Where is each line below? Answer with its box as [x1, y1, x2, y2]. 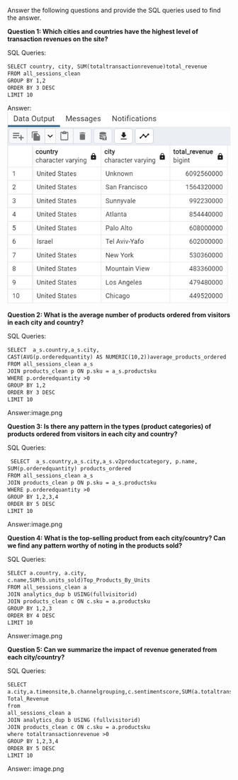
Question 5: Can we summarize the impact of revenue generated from [7, 645, 217, 654]
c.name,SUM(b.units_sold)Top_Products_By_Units [7, 577, 151, 584]
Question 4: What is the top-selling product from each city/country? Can [7, 533, 226, 542]
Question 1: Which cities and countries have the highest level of [7, 28, 198, 35]
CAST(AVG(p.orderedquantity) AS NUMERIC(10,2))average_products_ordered [7, 354, 227, 361]
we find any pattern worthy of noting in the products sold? [7, 541, 183, 550]
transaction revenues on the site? [7, 35, 108, 43]
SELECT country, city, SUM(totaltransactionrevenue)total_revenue [7, 63, 208, 70]
